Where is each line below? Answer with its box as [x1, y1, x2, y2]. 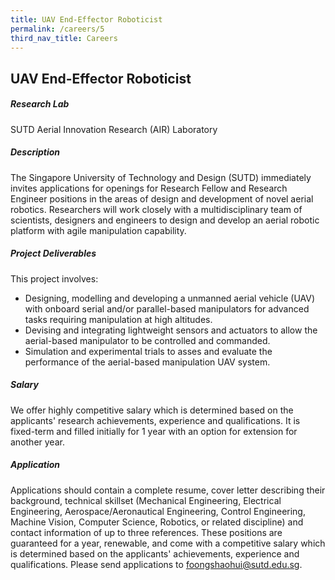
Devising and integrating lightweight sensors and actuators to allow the [24, 324, 318, 336]
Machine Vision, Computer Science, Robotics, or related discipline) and [10, 516, 304, 528]
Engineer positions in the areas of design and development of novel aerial [10, 192, 314, 205]
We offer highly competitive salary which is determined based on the [10, 404, 294, 416]
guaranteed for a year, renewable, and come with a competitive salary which [10, 537, 326, 549]
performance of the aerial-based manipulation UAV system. [24, 356, 271, 368]
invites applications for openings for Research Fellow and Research [10, 182, 288, 194]
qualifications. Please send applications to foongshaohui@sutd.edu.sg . [10, 558, 303, 570]
